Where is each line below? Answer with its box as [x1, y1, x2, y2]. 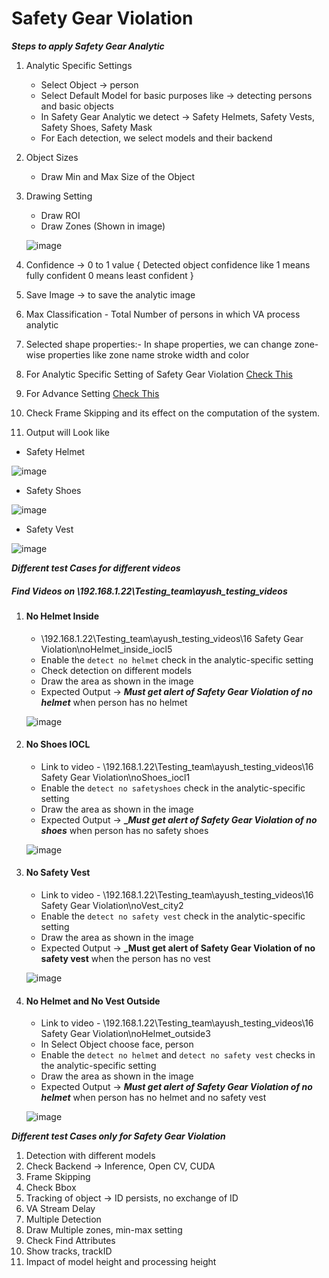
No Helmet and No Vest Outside [25, 995, 161, 1007]
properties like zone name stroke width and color [47, 348, 250, 361]
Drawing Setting [25, 190, 93, 202]
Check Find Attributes [25, 1235, 116, 1247]
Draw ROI [40, 209, 81, 221]
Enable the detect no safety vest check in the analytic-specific [40, 910, 306, 922]
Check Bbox [25, 1182, 77, 1194]
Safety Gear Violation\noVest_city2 [40, 899, 184, 911]
